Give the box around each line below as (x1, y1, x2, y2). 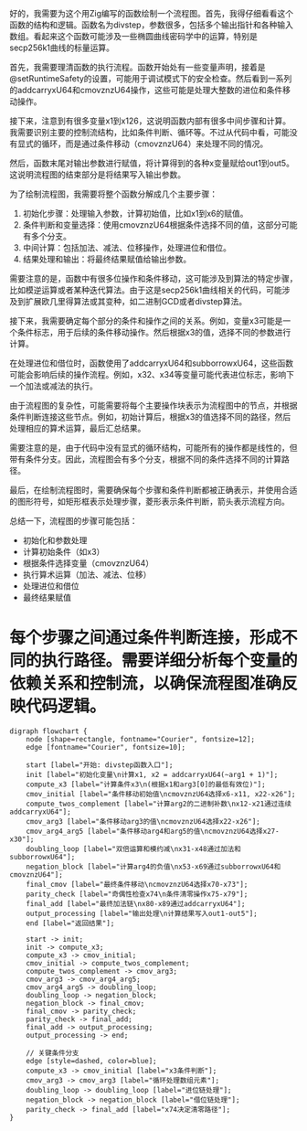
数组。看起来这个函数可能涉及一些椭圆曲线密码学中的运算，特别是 (9, 31, 258, 41)
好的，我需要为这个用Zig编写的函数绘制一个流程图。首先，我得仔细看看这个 (9, 8, 294, 18)
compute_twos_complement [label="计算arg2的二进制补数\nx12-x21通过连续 (26, 799, 292, 808)
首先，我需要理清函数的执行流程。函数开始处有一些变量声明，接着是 (9, 62, 266, 72)
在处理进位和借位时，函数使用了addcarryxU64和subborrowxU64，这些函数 (9, 357, 294, 368)
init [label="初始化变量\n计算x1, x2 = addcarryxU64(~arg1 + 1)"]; (26, 770, 279, 779)
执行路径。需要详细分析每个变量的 (41, 650, 299, 671)
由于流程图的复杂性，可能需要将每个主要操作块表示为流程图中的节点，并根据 (9, 400, 298, 411)
